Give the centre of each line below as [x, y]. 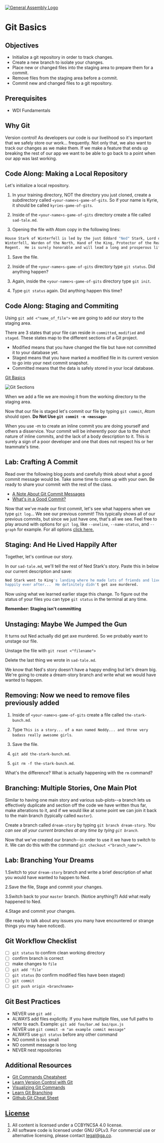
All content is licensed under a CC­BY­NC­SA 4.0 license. [67, 1125]
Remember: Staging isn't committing [43, 609]
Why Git [18, 126]
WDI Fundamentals [31, 110]
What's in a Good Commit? [39, 499]
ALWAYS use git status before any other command [65, 1034]
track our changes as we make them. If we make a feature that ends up [76, 148]
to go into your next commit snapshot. [50, 363]
